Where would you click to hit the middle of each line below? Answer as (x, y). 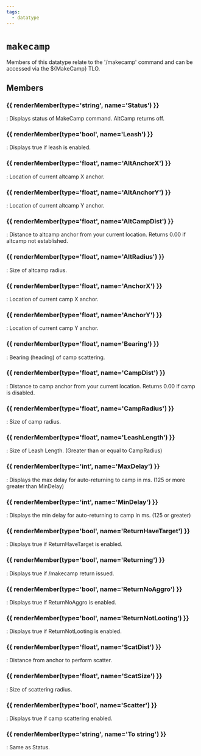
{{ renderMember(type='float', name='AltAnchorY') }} (89, 192)
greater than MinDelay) (35, 486)
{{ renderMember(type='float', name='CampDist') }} (86, 373)
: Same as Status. (28, 747)
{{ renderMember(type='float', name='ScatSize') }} (84, 676)
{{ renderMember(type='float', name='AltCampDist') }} (90, 221)
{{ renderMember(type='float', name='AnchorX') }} (84, 285)
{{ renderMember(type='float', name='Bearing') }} (83, 344)
